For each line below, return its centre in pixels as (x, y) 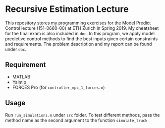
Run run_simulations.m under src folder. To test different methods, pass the (82, 115)
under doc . (16, 49)
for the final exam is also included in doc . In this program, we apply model (80, 33)
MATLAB (21, 77)
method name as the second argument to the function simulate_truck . (77, 120)
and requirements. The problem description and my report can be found (79, 44)
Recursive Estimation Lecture (67, 9)
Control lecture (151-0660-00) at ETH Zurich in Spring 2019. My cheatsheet (82, 28)
